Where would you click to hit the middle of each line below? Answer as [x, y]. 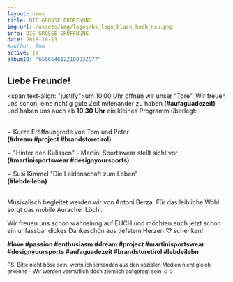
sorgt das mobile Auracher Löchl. [55, 209]
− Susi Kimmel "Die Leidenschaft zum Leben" [73, 174]
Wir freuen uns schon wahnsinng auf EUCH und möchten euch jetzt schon [114, 223]
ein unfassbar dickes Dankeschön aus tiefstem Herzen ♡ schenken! [105, 230]
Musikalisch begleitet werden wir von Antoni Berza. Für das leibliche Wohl [113, 202]
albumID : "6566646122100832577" [54, 59]
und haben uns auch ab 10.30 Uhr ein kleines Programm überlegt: [102, 111]
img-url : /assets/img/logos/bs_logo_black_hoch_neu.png [90, 27]
